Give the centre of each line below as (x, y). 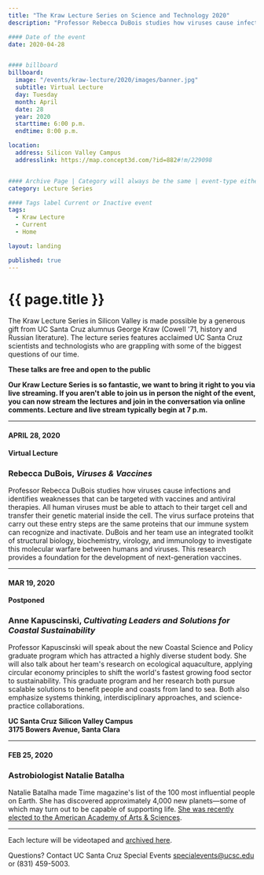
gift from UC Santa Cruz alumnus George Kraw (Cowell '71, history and (123, 329)
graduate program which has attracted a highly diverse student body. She (128, 656)
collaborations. (60, 706)
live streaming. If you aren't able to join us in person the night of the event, (132, 393)
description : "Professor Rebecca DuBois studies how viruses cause (121, 23)
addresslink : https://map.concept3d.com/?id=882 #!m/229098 (114, 160)
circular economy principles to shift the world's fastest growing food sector (130, 673)
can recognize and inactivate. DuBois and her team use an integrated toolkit (131, 532)
